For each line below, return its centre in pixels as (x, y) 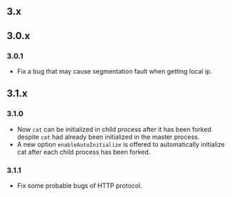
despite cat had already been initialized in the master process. (108, 137)
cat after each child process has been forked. (84, 152)
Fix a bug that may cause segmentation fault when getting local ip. (115, 72)
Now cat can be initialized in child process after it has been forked (114, 129)
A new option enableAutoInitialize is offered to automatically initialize (121, 144)
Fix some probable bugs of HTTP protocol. (80, 186)
